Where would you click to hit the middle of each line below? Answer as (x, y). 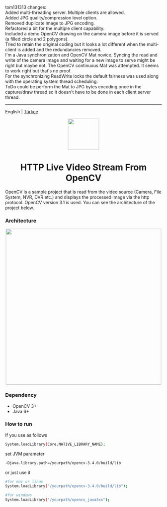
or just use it (18, 472)
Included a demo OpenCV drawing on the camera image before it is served (82, 34)
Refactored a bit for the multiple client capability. (55, 28)
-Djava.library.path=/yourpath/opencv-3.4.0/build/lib (63, 463)
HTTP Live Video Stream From (83, 167)
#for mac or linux (24, 482)
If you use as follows (26, 435)
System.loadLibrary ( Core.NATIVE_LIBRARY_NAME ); (55, 444)
